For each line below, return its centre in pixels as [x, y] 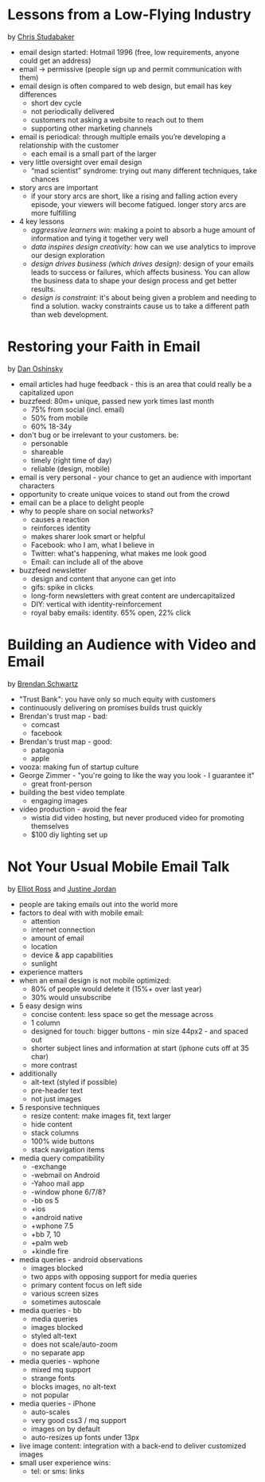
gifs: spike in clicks [62, 587]
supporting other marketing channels [92, 128]
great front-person [61, 784]
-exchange [49, 1166]
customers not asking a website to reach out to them [117, 119]
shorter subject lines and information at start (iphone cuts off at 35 [140, 1048]
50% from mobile [59, 418]
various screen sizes [64, 1293]
